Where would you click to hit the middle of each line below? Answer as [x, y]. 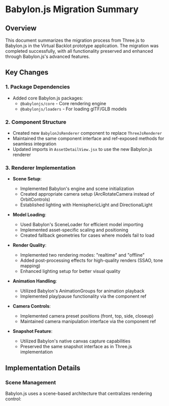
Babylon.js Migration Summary [72, 9]
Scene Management [31, 382]
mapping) [30, 266]
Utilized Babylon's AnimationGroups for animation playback [82, 291]
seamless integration [35, 144]
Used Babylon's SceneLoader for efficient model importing [82, 225]
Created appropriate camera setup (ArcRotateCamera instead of [87, 194]
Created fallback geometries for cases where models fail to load [87, 235]
